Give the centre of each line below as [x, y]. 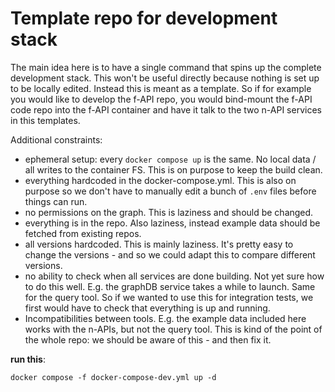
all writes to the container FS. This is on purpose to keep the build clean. [173, 169]
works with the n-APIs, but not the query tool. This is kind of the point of [173, 329]
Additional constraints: [56, 139]
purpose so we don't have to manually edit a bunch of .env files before [170, 191]
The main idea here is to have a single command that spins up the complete [166, 67]
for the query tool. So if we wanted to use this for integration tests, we [169, 297]
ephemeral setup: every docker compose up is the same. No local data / [170, 159]
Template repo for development [144, 18]
